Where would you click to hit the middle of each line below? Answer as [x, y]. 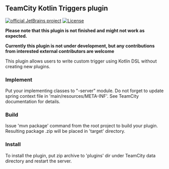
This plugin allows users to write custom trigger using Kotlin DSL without [81, 61]
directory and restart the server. [39, 161]
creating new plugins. [28, 66]
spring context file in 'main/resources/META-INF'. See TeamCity [72, 96]
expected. [16, 36]
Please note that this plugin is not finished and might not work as [75, 31]
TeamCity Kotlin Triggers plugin [57, 8]
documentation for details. [33, 102]
